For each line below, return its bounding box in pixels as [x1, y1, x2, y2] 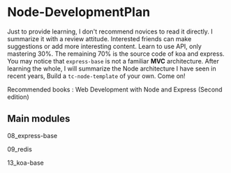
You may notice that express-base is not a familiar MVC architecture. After [7, 57, 220, 65]
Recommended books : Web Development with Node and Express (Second [7, 85, 223, 93]
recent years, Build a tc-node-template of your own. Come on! [7, 71, 186, 80]
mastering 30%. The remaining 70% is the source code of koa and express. [7, 50, 225, 58]
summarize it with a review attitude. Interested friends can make [7, 34, 192, 43]
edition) [7, 92, 29, 101]
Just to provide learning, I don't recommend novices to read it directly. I [7, 27, 213, 36]
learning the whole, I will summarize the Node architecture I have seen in [7, 64, 216, 73]
